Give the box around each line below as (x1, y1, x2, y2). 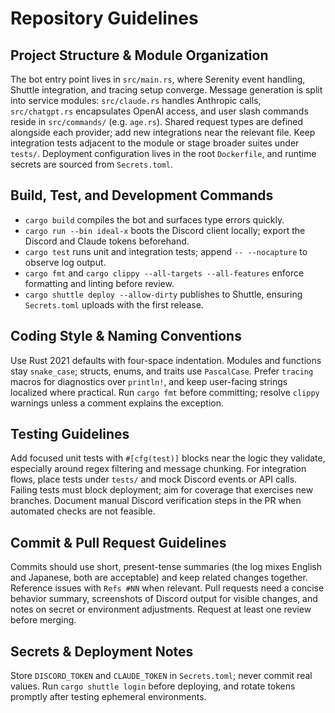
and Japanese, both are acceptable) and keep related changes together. (10, 572, 308, 584)
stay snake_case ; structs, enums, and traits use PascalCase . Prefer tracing (10, 365, 314, 377)
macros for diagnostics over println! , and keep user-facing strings (10, 375, 288, 387)
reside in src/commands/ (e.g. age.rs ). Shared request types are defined (10, 116, 304, 127)
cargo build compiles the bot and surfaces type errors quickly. (24, 213, 285, 226)
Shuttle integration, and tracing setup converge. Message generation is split (10, 84, 323, 96)
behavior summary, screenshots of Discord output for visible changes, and (10, 593, 318, 605)
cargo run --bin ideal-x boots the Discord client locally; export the (24, 224, 306, 236)
